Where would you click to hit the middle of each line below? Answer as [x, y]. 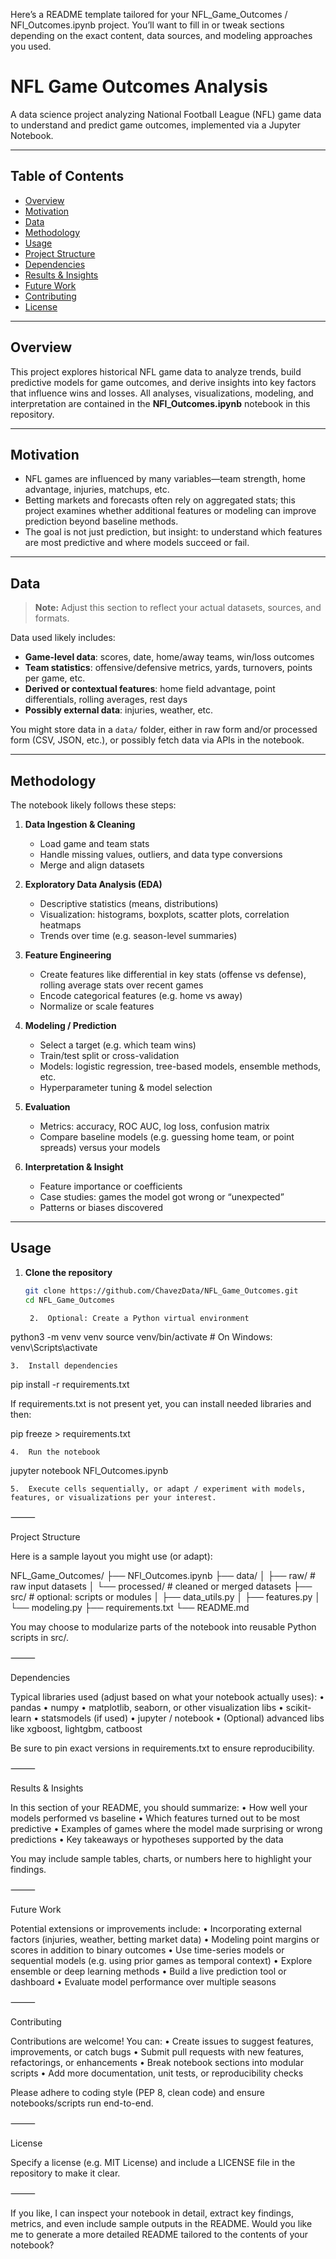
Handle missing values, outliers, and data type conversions [161, 854]
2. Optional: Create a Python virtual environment [139, 1318]
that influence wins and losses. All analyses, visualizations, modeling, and [162, 393]
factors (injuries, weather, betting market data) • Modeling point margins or [165, 1940]
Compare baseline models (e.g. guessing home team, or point [167, 1137]
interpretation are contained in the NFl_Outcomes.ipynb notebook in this [160, 403]
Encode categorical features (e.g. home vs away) [141, 995]
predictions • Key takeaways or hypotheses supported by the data [147, 1840]
